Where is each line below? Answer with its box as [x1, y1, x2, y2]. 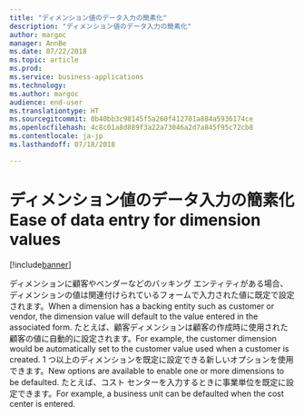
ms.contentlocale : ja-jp [9, 132, 103, 141]
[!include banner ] [9, 259, 72, 270]
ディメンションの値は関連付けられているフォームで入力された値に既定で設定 [9, 289, 295, 300]
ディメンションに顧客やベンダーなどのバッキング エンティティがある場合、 [9, 278, 289, 289]
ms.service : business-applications [9, 73, 144, 82]
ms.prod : [9, 64, 43, 74]
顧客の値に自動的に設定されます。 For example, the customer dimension [9, 332, 277, 343]
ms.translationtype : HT [9, 106, 100, 115]
